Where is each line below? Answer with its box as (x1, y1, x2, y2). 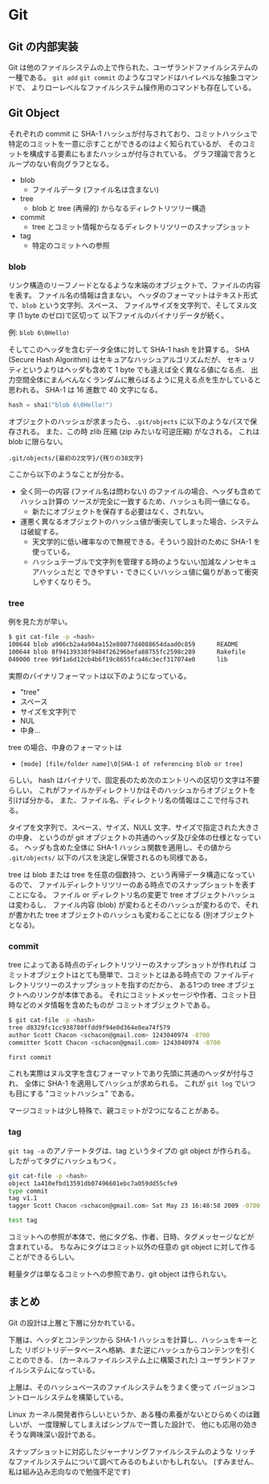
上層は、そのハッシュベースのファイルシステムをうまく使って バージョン (8, 1382, 249, 1391)
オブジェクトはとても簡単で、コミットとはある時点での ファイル (29, 970, 243, 979)
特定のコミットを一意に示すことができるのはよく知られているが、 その (8, 138, 243, 148)
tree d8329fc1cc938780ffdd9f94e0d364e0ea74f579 (8, 1024, 171, 1032)
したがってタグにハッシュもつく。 (8, 1156, 120, 1165)
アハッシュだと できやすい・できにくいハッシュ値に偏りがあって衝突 (31, 567, 259, 576)
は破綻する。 (19, 526, 63, 536)
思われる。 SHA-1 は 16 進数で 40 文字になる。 (8, 385, 162, 395)
